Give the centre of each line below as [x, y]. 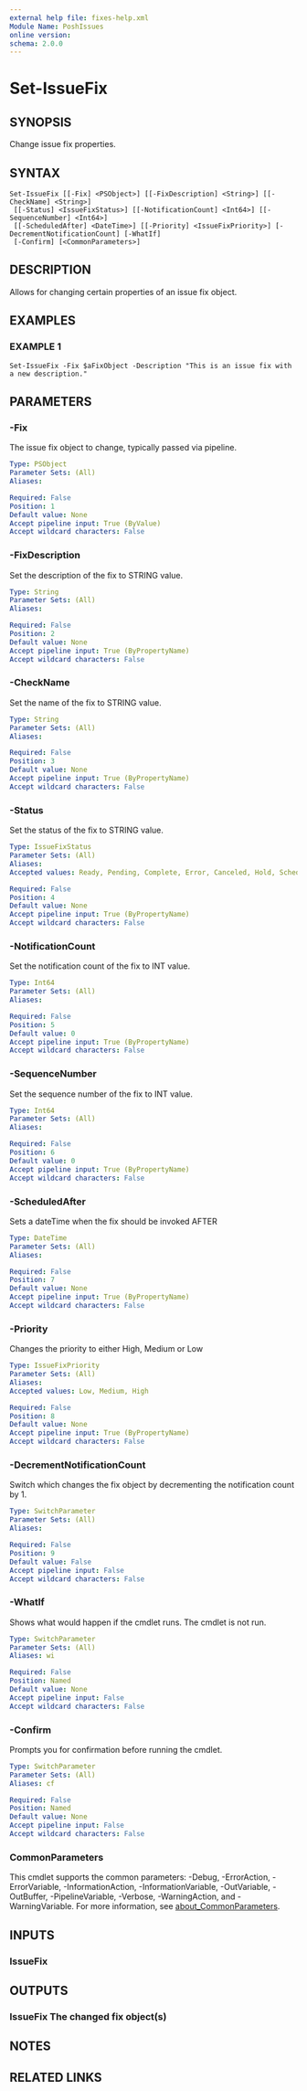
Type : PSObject [38, 464]
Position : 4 [32, 897]
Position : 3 [32, 761]
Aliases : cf [32, 1783]
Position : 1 [32, 506]
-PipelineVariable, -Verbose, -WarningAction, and [143, 1896]
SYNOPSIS [41, 122]
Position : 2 [32, 634]
